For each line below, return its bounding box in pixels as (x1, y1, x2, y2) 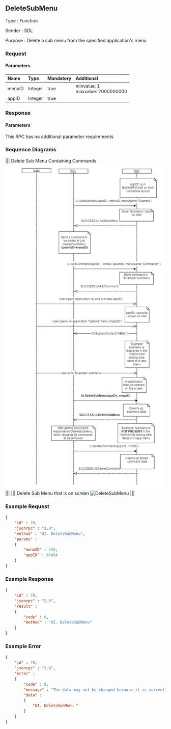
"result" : (14, 604, 38, 609)
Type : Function (5, 17, 38, 23)
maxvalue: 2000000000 (75, 88, 127, 94)
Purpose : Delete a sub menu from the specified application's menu (5, 37, 147, 43)
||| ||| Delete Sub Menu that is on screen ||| (5, 490, 135, 496)
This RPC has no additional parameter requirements (5, 133, 113, 140)
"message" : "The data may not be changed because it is (23, 687, 147, 692)
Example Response (5, 575, 54, 582)
